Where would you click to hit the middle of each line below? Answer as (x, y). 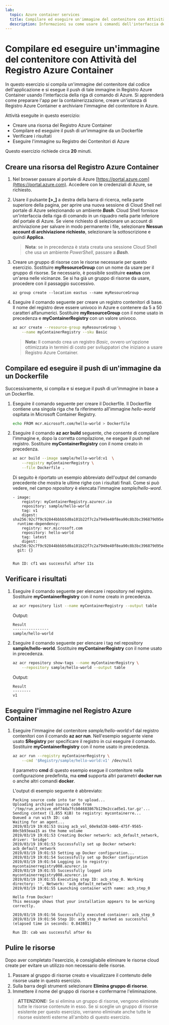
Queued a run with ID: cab (41, 818)
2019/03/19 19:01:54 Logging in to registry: (61, 862)
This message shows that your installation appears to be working (83, 902)
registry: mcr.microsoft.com (52, 528)
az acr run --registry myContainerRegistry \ (61, 756)
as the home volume (62, 831)
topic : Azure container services (45, 15)
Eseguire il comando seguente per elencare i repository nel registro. (83, 591)
